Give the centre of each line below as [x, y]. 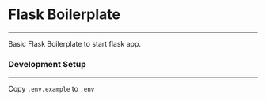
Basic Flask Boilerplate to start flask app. [74, 43]
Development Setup [47, 64]
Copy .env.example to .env [51, 89]
